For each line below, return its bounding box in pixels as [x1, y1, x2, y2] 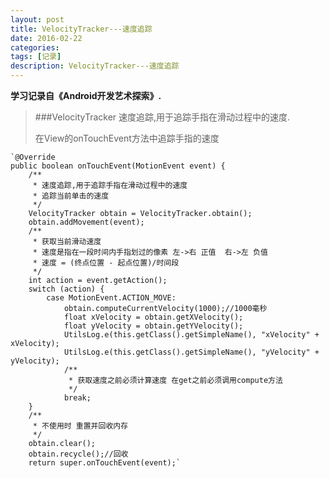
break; [63, 393, 92, 403]
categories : [10, 42, 60, 53]
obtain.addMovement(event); [28, 217, 145, 227]
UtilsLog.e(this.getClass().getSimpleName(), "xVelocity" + [63, 330, 320, 340]
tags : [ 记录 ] [10, 52, 62, 62]
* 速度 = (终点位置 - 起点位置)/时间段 [32, 258, 180, 268]
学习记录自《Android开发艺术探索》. [10, 90, 162, 101]
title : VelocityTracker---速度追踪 [10, 24, 153, 34]
